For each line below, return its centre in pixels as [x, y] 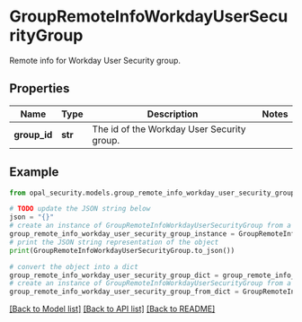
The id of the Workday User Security [169, 129]
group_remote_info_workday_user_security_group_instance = [122, 234]
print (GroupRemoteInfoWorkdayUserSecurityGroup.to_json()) [122, 250]
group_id [33, 135]
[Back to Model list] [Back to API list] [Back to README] [112, 309]
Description [173, 114]
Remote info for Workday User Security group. [95, 60]
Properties [40, 88]
